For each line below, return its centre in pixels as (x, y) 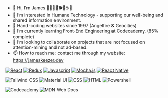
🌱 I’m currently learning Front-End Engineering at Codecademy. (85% (86, 31)
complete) (23, 37)
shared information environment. (47, 20)
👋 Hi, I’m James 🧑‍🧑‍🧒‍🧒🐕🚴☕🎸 (43, 8)
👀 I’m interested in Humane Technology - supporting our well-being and (88, 15)
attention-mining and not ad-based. (50, 47)
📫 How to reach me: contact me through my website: (69, 53)
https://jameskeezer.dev (38, 60)
